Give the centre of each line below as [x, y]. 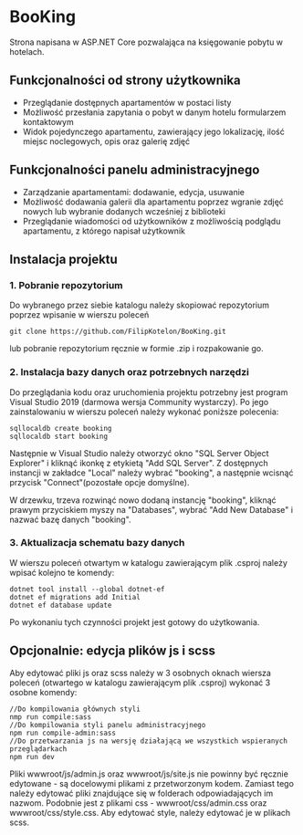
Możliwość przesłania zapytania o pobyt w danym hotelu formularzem [154, 112]
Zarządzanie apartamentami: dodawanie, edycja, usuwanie [133, 192]
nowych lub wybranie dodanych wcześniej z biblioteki [124, 211]
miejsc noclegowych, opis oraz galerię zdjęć [106, 141]
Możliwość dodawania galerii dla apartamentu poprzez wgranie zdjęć [153, 202]
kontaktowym [48, 121]
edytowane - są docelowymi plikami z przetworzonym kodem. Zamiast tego [152, 783]
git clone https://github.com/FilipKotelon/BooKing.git [118, 332]
